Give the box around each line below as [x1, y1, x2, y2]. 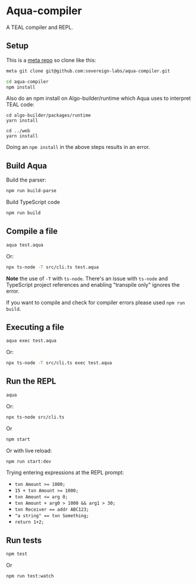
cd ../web [6, 128, 31, 134]
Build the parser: [6, 176, 47, 184]
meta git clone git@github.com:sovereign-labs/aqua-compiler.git [6, 68, 170, 74]
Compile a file [6, 226, 58, 236]
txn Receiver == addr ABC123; [14, 507, 90, 512]
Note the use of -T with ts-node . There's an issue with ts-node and [6, 275, 168, 282]
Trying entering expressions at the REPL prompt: [6, 469, 124, 476]
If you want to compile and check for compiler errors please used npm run [6, 299, 185, 306]
